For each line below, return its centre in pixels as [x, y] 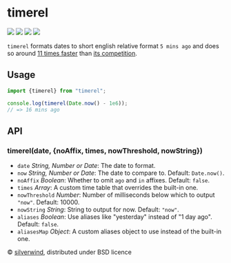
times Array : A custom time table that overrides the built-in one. [108, 188]
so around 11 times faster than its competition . [72, 53]
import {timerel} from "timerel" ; [57, 91]
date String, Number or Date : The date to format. [86, 166]
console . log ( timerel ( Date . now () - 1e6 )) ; [68, 103]
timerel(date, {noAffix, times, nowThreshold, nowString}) [105, 151]
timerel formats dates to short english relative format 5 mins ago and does [113, 45]
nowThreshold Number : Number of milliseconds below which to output [116, 195]
